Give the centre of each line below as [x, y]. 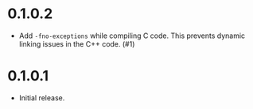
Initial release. [42, 98]
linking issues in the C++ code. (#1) [77, 43]
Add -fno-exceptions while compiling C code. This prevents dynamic [132, 36]
